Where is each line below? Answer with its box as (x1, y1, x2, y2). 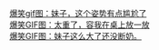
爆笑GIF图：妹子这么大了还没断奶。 (9, 31, 143, 41)
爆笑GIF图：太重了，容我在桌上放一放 (9, 19, 150, 30)
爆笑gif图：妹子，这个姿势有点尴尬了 (9, 8, 147, 18)
